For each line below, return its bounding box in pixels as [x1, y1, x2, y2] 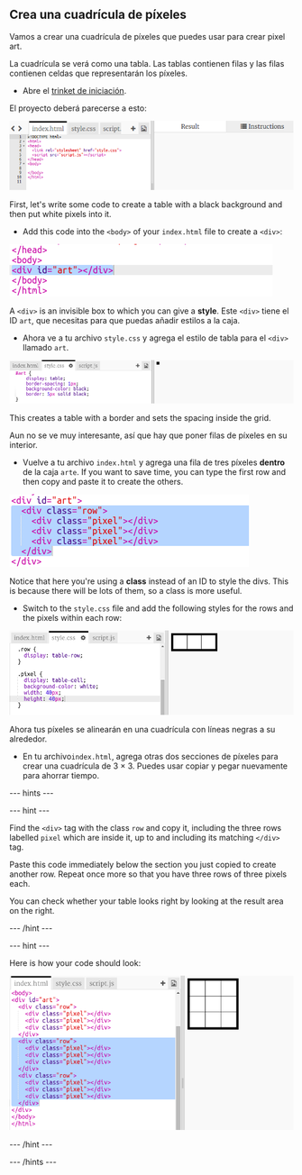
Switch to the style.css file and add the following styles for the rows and [22, 603, 294, 614]
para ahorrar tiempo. [22, 770, 100, 781]
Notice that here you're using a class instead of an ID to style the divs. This [9, 576, 289, 587]
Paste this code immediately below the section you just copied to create [9, 860, 277, 870]
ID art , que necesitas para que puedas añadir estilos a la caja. [9, 314, 241, 325]
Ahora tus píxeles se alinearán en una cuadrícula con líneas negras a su [9, 724, 276, 735]
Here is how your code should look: [9, 958, 142, 969]
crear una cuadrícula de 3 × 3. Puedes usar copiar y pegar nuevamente [22, 761, 288, 771]
